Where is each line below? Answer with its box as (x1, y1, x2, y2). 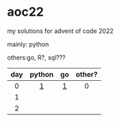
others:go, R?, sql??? (7, 53, 67, 62)
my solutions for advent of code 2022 (7, 27, 114, 35)
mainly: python (7, 40, 49, 48)
